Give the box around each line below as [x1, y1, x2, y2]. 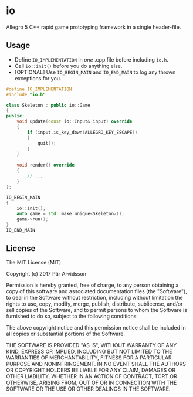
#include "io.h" [6, 91, 46, 97]
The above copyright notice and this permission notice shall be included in [6, 324, 186, 331]
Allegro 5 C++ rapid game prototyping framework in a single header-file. [6, 23, 181, 30]
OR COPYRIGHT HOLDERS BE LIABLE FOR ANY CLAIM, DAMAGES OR [6, 367, 176, 374]
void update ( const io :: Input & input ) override [16, 118, 133, 124]
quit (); [37, 140, 57, 146]
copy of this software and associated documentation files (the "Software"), [6, 288, 188, 295]
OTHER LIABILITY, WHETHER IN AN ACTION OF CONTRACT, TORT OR [6, 373, 177, 380]
